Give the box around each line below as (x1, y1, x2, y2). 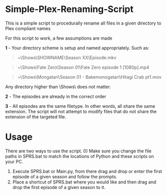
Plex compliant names (5, 25, 51, 31)
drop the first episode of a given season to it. (12, 184, 106, 190)
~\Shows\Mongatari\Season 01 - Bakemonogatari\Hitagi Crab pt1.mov (17, 74, 162, 80)
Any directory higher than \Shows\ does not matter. (5, 84, 111, 90)
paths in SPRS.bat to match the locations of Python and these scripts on (5, 153, 154, 159)
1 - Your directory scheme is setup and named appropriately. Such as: (5, 45, 149, 51)
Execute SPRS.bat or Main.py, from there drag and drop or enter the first (12, 168, 162, 174)
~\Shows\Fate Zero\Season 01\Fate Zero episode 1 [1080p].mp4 (17, 64, 149, 70)
